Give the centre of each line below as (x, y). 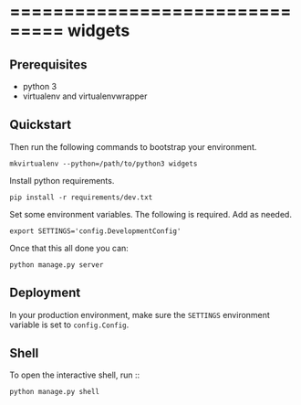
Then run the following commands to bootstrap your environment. (133, 146)
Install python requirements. (62, 180)
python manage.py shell (55, 392)
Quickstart (41, 125)
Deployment (45, 293)
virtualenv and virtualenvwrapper (85, 96)
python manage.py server (57, 265)
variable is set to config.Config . (69, 325)
